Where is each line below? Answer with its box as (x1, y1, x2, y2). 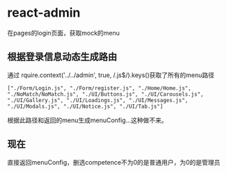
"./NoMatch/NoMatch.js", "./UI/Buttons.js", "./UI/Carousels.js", (7, 90, 204, 98)
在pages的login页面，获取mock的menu (7, 28, 120, 37)
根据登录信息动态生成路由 (7, 51, 117, 63)
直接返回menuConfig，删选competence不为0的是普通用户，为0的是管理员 (7, 158, 221, 166)
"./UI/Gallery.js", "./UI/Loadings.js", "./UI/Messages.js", (7, 97, 189, 104)
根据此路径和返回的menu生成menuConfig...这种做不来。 (7, 116, 169, 124)
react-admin (7, 5, 81, 21)
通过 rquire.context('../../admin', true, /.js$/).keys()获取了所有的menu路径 (7, 71, 214, 79)
